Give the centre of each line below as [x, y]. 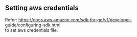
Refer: [11, 19]
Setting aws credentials [42, 8]
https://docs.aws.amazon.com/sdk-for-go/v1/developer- [75, 19]
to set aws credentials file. [32, 30]
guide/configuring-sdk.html [33, 25]
